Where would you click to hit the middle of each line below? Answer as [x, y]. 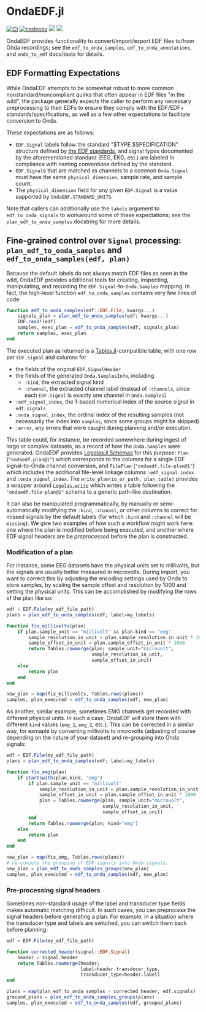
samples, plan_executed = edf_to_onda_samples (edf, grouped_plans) [94, 1003]
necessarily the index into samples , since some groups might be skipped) [107, 421]
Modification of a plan [40, 552]
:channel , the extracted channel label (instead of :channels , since [107, 388]
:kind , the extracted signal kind [64, 382]
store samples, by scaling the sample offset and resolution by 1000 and [96, 585]
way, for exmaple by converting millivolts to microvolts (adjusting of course [101, 731]
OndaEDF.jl [35, 11]
